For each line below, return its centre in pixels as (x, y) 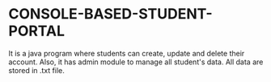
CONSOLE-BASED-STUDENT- (110, 14)
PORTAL (37, 31)
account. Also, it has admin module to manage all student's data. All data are (136, 62)
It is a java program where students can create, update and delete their (127, 53)
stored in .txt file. (36, 70)
